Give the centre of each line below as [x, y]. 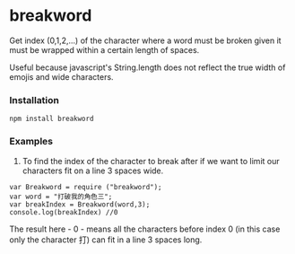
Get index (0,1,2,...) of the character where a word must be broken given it [145, 40]
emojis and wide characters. [61, 76]
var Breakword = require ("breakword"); [86, 187]
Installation [35, 100]
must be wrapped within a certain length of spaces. [104, 49]
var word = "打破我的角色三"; [61, 197]
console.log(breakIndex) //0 [64, 212]
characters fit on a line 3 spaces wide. [93, 171]
